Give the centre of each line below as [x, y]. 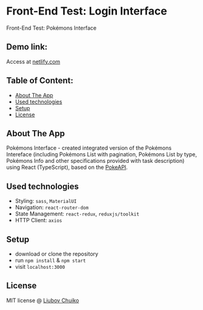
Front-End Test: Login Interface [87, 11]
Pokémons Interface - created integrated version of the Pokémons [89, 148]
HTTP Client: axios [38, 220]
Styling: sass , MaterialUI [46, 201]
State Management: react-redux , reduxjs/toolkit [77, 214]
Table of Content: [40, 81]
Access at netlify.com [33, 61]
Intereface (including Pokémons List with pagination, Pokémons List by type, [102, 154]
